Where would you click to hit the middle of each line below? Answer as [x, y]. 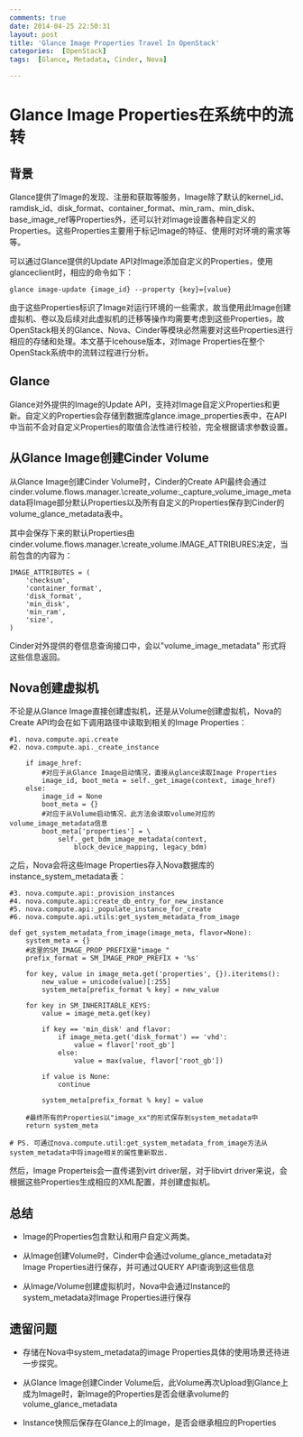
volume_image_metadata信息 [59, 824]
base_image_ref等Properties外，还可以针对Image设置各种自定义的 [133, 219]
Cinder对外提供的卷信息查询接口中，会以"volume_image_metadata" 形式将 [148, 645]
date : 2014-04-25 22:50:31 [60, 26]
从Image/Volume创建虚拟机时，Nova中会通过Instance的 [126, 1286]
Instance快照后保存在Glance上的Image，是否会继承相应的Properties [149, 1423]
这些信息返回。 [37, 657]
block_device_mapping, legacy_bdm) [140, 847]
